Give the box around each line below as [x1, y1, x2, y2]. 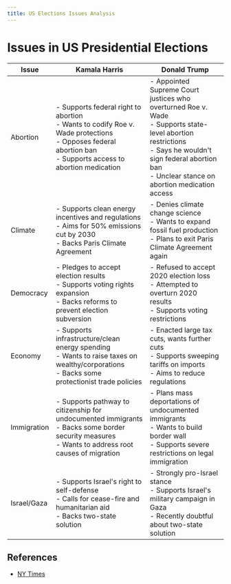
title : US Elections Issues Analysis [7, 10, 115, 17]
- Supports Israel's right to [56, 477, 142, 486]
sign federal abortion [149, 154, 217, 163]
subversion [56, 314, 91, 324]
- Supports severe [149, 439, 210, 449]
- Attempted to [149, 280, 199, 289]
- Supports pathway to [56, 397, 130, 406]
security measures [56, 431, 116, 441]
